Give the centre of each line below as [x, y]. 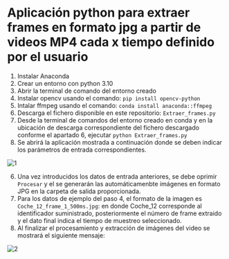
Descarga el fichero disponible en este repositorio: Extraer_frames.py [116, 113]
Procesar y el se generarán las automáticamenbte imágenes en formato [119, 184]
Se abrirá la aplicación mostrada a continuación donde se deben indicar [120, 142]
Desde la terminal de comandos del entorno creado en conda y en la [115, 120]
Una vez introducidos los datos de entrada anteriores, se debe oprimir [117, 176]
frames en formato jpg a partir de [104, 27]
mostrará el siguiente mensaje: [61, 235]
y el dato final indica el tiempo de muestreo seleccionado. [99, 220]
